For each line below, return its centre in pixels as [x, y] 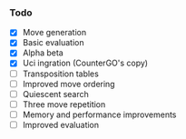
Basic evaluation [53, 43]
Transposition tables [61, 74]
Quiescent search [55, 94]
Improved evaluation [61, 124]
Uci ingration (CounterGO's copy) [85, 63]
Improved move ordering [69, 84]
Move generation [54, 33]
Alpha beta [43, 53]
